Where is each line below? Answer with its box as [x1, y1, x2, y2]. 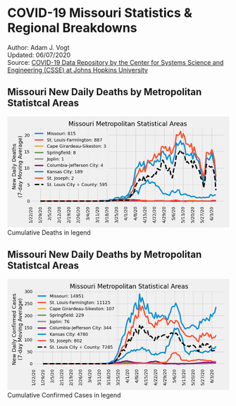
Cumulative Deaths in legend [7, 228, 92, 237]
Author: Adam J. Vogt [7, 43, 70, 51]
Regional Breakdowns [7, 20, 137, 36]
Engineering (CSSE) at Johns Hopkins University [7, 66, 148, 74]
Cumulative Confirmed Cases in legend [7, 390, 121, 399]
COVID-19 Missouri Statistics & [7, 5, 192, 21]
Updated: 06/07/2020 [7, 51, 71, 59]
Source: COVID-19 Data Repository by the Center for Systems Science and [7, 58, 224, 66]
